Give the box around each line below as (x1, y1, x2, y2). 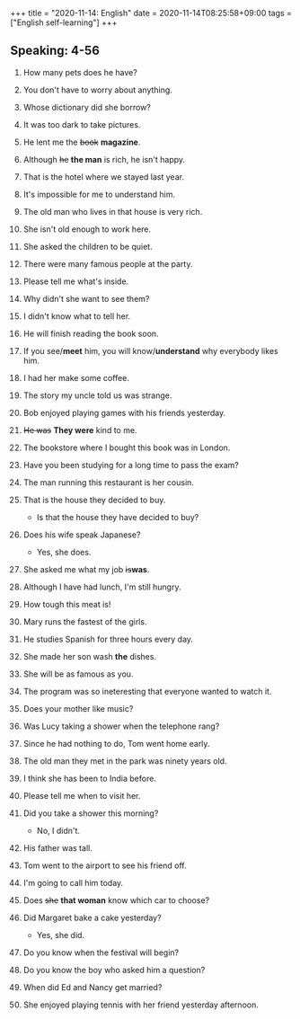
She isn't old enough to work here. (22, 224, 152, 235)
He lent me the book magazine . (22, 137, 141, 147)
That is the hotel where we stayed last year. (22, 171, 185, 182)
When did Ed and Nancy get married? (22, 981, 163, 992)
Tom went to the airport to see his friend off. (22, 860, 187, 871)
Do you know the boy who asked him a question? (22, 964, 206, 975)
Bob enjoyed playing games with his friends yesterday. (22, 407, 226, 418)
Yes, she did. (36, 929, 84, 940)
